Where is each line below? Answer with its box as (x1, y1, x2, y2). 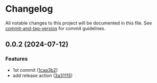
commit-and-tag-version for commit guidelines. (5, 25, 106, 31)
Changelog (5, 3, 53, 15)
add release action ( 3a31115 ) (12, 72, 73, 78)
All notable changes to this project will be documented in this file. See (5, 20, 152, 26)
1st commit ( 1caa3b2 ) (12, 67, 58, 73)
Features (5, 56, 28, 63)
